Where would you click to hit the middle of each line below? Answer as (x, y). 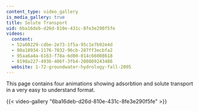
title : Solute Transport (37, 23)
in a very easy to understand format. (51, 90)
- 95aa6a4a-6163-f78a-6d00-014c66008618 (62, 56)
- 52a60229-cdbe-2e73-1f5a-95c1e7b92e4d (62, 45)
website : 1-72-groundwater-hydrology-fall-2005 (72, 67)
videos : (16, 34)
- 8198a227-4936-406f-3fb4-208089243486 (62, 61)
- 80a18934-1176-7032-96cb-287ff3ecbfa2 (62, 50)
